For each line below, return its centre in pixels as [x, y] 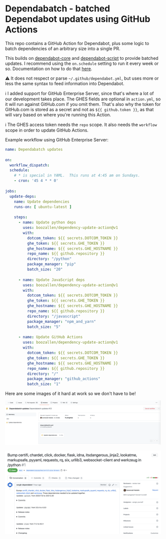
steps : [21, 217]
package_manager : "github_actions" [63, 379]
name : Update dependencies [42, 202]
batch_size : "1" [44, 384]
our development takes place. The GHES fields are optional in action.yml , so [83, 99]
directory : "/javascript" [54, 316]
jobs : [11, 191]
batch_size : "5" [44, 327]
